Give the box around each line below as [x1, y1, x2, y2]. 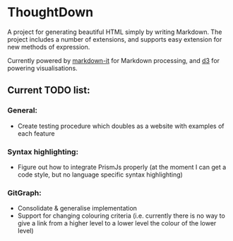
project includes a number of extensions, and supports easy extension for [7, 35, 222, 43]
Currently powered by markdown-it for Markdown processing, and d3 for [7, 56, 220, 64]
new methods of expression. [7, 42, 90, 51]
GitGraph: [7, 188, 42, 198]
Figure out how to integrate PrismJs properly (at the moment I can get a [17, 163, 227, 171]
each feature [17, 129, 55, 138]
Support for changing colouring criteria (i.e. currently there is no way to [17, 211, 226, 220]
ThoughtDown [7, 4, 94, 20]
